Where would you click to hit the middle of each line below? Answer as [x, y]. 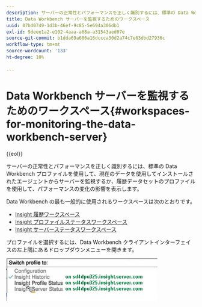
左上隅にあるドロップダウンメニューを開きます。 [77, 249]
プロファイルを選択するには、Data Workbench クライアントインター [91, 242]
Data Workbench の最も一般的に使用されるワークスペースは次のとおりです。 [101, 201]
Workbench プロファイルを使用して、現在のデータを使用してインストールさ [100, 173]
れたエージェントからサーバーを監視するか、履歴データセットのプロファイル [101, 181]
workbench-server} [57, 137]
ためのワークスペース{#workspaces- [98, 111]
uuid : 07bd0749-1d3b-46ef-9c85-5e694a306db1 [63, 25]
